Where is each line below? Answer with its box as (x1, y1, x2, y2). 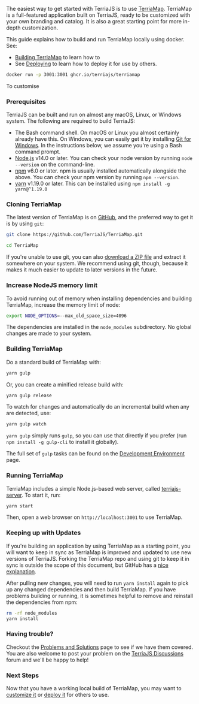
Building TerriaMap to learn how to (14, 54, 100, 61)
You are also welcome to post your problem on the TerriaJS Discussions (6, 649, 184, 657)
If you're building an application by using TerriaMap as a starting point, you (6, 542, 191, 549)
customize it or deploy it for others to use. (6, 691, 109, 699)
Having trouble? (6, 630, 54, 638)
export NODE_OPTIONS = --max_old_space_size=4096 (6, 313, 127, 319)
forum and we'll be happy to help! (6, 656, 89, 663)
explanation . (6, 567, 37, 575)
